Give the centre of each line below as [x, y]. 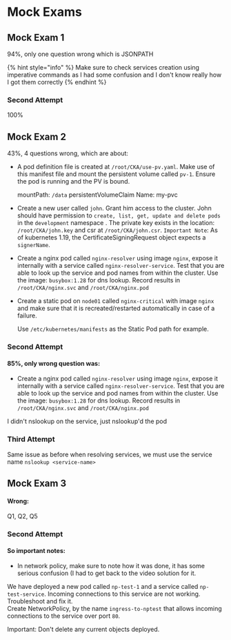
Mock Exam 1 [36, 38]
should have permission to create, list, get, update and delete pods [119, 215]
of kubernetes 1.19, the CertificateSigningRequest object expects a [111, 237]
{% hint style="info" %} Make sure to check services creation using [103, 67]
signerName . [33, 245]
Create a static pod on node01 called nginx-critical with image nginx [115, 301]
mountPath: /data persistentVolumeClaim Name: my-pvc [97, 195]
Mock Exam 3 [37, 483]
